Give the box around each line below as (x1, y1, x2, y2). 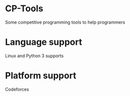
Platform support (5, 70, 76, 81)
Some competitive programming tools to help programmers (5, 19, 126, 25)
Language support (5, 36, 82, 48)
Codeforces (5, 86, 30, 92)
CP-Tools (5, 3, 43, 14)
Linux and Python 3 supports (5, 53, 64, 59)
